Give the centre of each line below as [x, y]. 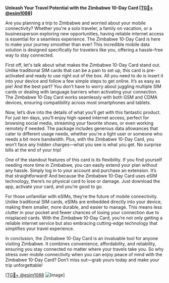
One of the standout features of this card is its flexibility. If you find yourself [84, 160]
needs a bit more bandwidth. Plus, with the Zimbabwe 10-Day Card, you [80, 139]
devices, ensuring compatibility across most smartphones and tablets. [78, 103]
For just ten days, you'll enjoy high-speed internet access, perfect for [77, 118]
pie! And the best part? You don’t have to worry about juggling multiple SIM [83, 86]
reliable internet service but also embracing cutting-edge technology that [81, 223]
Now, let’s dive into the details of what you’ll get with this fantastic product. [83, 112]
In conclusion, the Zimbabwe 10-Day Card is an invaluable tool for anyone [82, 238]
